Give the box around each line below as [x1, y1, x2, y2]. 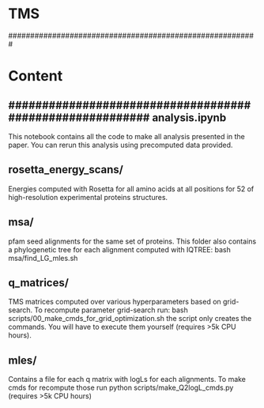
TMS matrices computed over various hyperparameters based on [8, 297, 221, 307]
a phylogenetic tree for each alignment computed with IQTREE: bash [8, 244, 231, 254]
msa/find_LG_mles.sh [8, 253, 78, 263]
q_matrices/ [8, 276, 70, 289]
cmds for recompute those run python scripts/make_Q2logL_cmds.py [8, 383, 234, 392]
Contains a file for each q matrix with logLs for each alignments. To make [8, 375, 247, 384]
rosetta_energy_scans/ [8, 163, 124, 176]
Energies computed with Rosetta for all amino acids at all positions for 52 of [8, 183, 255, 194]
